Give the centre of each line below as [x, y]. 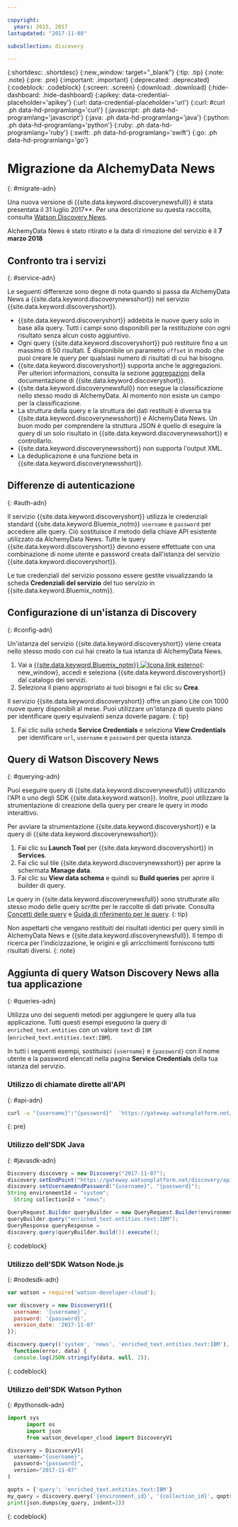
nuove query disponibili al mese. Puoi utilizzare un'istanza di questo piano [115, 709]
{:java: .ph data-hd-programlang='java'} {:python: [157, 118]
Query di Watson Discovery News [83, 760]
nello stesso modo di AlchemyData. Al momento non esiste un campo [119, 395]
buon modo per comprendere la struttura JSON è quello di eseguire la [119, 426]
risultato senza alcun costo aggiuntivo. [74, 335]
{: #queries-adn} [32, 1001]
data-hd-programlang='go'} [48, 140]
